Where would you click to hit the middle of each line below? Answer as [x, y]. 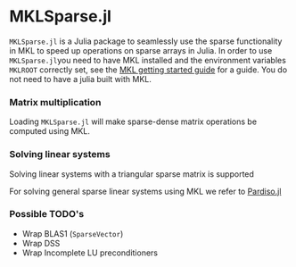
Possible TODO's [47, 214]
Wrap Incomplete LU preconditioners [90, 253]
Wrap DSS [41, 243]
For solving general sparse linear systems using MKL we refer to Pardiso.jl [145, 191]
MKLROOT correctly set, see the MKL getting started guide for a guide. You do [148, 70]
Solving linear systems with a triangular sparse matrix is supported [132, 174]
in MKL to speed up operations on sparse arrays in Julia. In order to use [141, 50]
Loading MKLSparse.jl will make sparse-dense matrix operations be [133, 121]
